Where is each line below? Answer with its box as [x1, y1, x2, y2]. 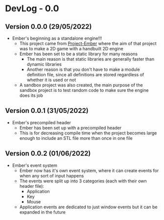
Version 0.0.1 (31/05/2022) [5, 107, 89, 115]
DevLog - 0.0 [5, 3, 59, 14]
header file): [19, 183, 45, 189]
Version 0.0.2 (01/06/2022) [5, 150, 91, 158]
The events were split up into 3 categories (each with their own [19, 178, 147, 184]
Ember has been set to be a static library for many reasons [19, 51, 138, 57]
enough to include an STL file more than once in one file [19, 135, 133, 141]
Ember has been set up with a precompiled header [19, 125, 121, 131]
